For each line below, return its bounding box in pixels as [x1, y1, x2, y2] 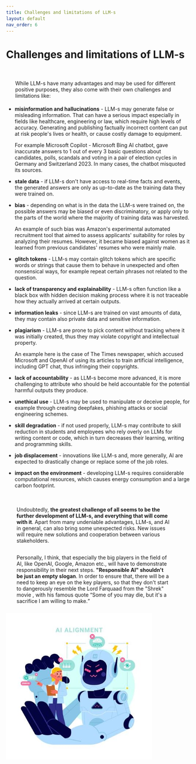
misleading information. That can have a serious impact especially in [14, 112, 180, 119]
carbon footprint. [14, 482, 55, 489]
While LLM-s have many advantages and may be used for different [15, 80, 176, 87]
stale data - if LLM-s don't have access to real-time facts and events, [14, 178, 182, 185]
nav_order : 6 [6, 22, 38, 28]
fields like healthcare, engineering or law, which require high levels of [14, 118, 181, 125]
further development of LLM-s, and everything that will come [16, 512, 168, 519]
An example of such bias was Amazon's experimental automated [14, 225, 170, 232]
